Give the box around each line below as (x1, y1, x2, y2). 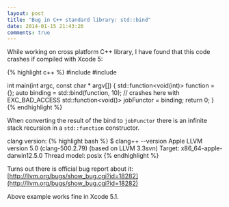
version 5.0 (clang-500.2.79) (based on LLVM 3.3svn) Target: (7, 144, 180, 152)
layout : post (7, 10, 44, 17)
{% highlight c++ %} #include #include (7, 68, 118, 77)
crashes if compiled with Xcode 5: (7, 55, 103, 64)
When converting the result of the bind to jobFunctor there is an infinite (7, 117, 207, 125)
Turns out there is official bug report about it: (7, 165, 133, 173)
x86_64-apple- (180, 144, 223, 152)
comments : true (7, 29, 51, 36)
